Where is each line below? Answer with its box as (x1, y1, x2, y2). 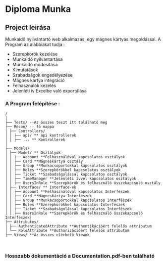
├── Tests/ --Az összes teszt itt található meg (5, 120, 108, 125)
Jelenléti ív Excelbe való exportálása (12, 88, 87, 93)
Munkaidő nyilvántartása (12, 56, 63, 62)
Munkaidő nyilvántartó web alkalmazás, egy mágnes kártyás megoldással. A (5, 36, 161, 42)
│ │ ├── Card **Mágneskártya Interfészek (5, 194, 92, 199)
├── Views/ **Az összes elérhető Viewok (5, 232, 90, 238)
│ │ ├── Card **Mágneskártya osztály (5, 159, 83, 164)
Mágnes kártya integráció (12, 78, 65, 83)
